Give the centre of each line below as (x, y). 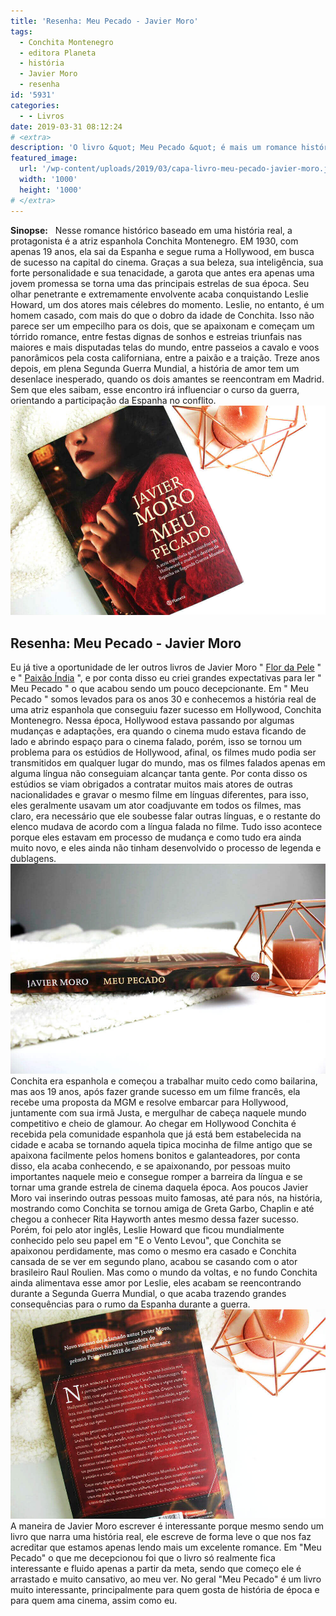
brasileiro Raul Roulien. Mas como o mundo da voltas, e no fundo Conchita (164, 1272)
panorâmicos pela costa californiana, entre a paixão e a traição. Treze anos (165, 357)
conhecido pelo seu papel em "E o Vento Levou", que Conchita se (146, 1240)
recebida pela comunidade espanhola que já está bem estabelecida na (156, 1134)
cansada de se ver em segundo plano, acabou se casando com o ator (154, 1261)
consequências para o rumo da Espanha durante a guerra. (130, 1304)
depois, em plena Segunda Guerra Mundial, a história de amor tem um (155, 368)
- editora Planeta (58, 53)
